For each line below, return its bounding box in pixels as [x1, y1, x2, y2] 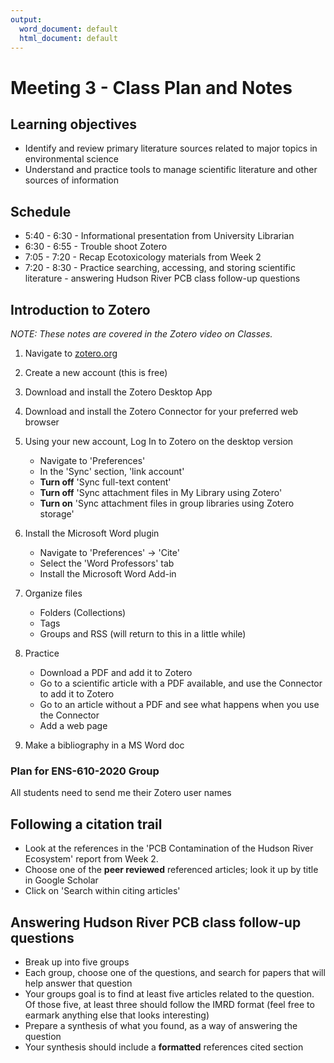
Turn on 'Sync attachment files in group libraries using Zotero [39, 497, 295, 509]
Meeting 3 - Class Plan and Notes [10, 76, 293, 99]
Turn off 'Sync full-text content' [39, 476, 172, 488]
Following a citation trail [10, 816, 163, 833]
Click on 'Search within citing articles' [24, 885, 181, 897]
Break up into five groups [24, 956, 130, 968]
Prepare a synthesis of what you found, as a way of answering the [24, 1019, 298, 1031]
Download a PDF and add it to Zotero [39, 667, 193, 678]
